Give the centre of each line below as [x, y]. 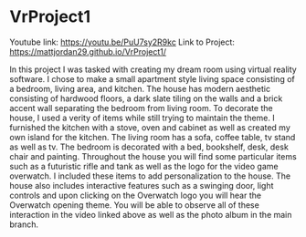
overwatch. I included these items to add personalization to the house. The [150, 176]
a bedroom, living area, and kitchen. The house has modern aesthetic [140, 88]
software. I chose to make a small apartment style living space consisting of [152, 78]
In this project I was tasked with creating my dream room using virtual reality [153, 69]
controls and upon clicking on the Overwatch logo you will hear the [136, 195]
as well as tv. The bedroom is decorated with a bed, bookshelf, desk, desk [149, 147]
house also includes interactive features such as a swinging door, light [142, 185]
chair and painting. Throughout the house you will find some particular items [153, 156]
